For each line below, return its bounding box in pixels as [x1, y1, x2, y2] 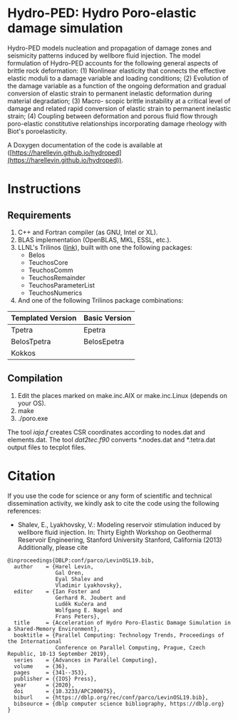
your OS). [17, 399, 46, 407]
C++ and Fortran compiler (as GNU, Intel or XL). [17, 228, 158, 236]
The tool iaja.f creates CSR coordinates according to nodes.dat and [7, 427, 205, 436]
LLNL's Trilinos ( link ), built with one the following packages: [17, 243, 192, 251]
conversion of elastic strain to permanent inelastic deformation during [7, 89, 212, 98]
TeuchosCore [28, 258, 68, 266]
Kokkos [11, 348, 36, 358]
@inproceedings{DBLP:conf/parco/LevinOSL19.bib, [7, 557, 155, 564]
